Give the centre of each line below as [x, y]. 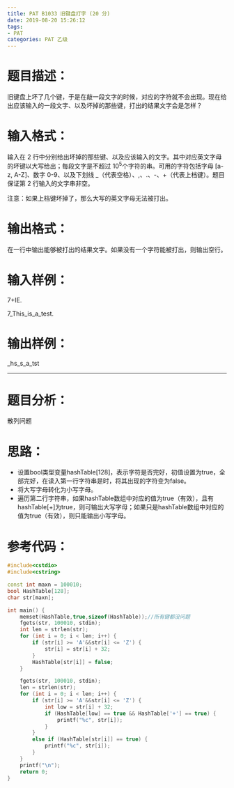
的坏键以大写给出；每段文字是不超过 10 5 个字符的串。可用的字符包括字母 [110, 165]
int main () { [26, 610]
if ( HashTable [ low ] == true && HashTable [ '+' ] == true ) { [130, 713]
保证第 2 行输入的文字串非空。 [50, 183]
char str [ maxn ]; [31, 597]
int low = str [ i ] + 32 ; [79, 707]
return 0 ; [34, 772]
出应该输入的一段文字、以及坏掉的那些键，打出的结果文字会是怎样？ [105, 106]
